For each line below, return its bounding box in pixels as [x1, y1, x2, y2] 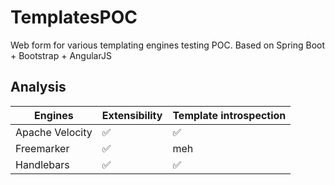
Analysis [10, 79, 67, 96]
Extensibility [101, 108, 163, 122]
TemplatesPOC [10, 6, 138, 29]
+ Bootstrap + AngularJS [10, 49, 112, 61]
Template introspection [172, 108, 287, 122]
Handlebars [15, 157, 70, 171]
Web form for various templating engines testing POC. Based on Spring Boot [10, 39, 326, 51]
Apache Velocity [15, 125, 93, 139]
